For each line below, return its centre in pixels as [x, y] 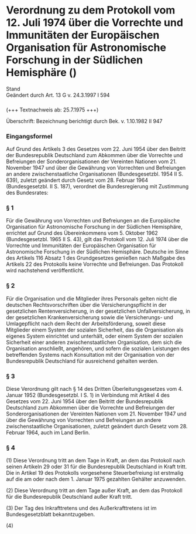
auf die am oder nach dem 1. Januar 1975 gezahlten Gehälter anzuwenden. [96, 479]
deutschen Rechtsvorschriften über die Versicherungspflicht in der [86, 305]
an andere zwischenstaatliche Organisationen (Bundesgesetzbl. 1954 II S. [94, 174]
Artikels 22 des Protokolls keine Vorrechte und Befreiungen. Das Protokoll [95, 264]
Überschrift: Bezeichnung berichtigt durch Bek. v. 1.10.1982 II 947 [84, 121]
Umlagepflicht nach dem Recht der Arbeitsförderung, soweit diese [86, 323]
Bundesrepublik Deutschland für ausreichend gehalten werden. [82, 361]
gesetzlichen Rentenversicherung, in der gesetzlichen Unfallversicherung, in [98, 311]
